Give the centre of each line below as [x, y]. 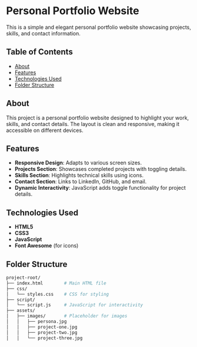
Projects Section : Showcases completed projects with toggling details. [101, 169]
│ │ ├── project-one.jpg [42, 327]
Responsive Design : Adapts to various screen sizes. [78, 163]
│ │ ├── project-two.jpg [42, 332]
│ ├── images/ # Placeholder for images [67, 316]
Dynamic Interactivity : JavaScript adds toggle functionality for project [100, 188]
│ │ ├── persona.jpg [36, 322]
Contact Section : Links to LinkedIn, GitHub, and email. [81, 181]
